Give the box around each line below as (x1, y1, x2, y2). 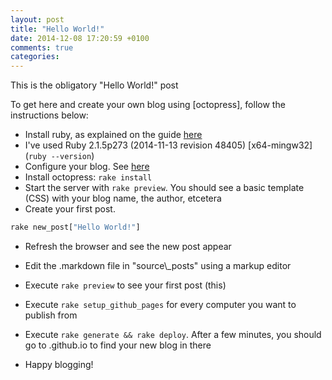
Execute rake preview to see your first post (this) (24, 279, 227, 291)
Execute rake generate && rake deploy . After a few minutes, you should (24, 329, 322, 340)
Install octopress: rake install (24, 171, 153, 183)
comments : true (10, 42, 74, 53)
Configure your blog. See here (24, 161, 150, 173)
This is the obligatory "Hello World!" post (10, 79, 179, 91)
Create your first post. (24, 203, 116, 215)
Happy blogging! (24, 359, 94, 370)
